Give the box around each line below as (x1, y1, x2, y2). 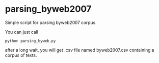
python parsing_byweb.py (5, 38, 56, 43)
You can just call (5, 29, 38, 35)
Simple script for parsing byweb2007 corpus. (5, 20, 97, 25)
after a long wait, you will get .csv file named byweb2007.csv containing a (5, 47, 155, 53)
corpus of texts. (5, 52, 37, 58)
